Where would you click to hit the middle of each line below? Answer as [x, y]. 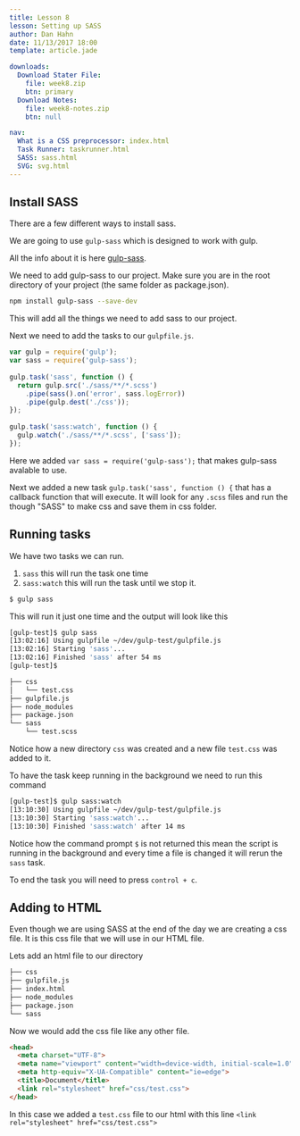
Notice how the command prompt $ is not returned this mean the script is [144, 843]
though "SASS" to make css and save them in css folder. [113, 506]
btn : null [44, 117]
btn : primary [50, 92]
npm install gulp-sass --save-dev [74, 301]
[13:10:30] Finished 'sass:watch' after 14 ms [97, 826]
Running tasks [50, 535]
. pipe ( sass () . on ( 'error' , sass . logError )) [105, 394]
